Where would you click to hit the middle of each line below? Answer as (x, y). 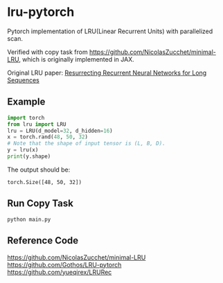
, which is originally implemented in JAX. (77, 59)
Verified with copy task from (47, 52)
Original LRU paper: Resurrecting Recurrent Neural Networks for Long (107, 73)
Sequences (23, 80)
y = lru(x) (23, 150)
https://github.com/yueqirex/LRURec (60, 272)
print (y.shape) (29, 156)
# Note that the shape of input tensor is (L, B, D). (87, 144)
